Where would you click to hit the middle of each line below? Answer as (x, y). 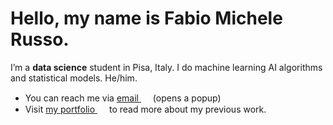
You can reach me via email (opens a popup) (123, 98)
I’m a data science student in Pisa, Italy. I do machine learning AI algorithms (166, 67)
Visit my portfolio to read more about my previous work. (145, 109)
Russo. (40, 39)
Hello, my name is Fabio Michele (146, 18)
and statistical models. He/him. (74, 78)
